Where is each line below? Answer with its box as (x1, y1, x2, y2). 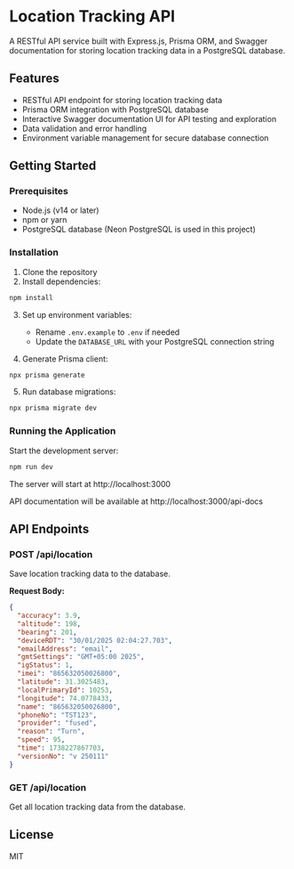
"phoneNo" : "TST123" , (17, 711, 98, 719)
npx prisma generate (9, 370, 86, 379)
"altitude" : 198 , (17, 619, 82, 629)
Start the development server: (9, 445, 119, 456)
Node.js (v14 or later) (21, 205, 99, 215)
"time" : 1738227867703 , (17, 743, 105, 753)
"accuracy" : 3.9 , (17, 612, 82, 621)
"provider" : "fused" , (17, 719, 98, 727)
